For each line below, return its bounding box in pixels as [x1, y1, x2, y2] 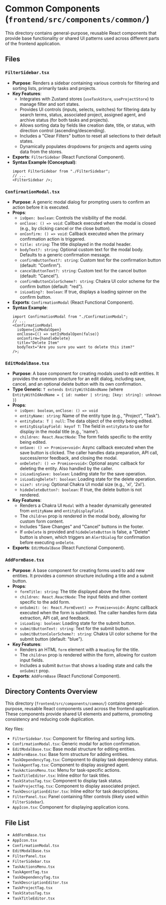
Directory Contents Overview [5, 687, 98, 696]
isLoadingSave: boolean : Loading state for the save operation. [19, 471, 147, 477]
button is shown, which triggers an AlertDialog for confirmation [19, 534, 150, 540]
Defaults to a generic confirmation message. [19, 251, 111, 257]
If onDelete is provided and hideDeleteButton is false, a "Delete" [19, 529, 150, 535]
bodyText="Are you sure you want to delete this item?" [17, 344, 135, 349]
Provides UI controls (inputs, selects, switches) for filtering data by [19, 106, 156, 112]
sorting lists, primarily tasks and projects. [12, 85, 97, 91]
